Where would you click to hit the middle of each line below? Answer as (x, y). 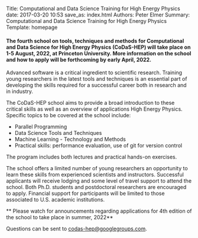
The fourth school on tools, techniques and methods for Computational (95, 41)
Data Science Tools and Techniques (58, 133)
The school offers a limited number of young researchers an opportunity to (97, 168)
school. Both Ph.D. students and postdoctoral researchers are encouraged (96, 187)
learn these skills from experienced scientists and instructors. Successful (95, 175)
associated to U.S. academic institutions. (55, 200)
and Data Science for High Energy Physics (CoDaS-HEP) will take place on (98, 47)
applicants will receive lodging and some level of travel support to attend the (99, 181)
